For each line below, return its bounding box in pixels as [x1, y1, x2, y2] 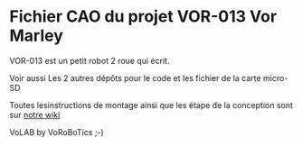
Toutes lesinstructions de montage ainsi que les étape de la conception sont [9, 99, 294, 110]
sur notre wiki [9, 109, 61, 120]
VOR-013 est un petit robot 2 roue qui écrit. [9, 55, 170, 66]
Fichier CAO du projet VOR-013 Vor [9, 6, 278, 27]
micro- [262, 72, 288, 83]
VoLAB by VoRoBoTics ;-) [9, 126, 104, 137]
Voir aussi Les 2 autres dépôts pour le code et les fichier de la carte [9, 72, 261, 83]
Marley [9, 25, 63, 46]
